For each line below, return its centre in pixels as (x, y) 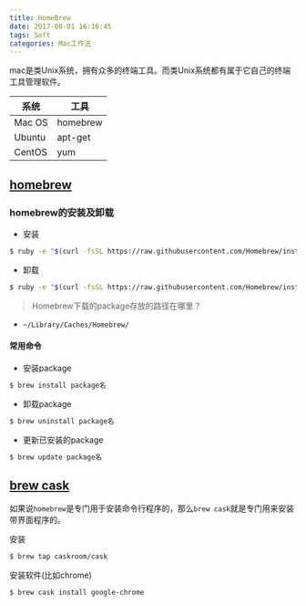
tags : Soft (30, 35)
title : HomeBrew (40, 18)
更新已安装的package (63, 440)
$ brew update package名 (56, 457)
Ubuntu (30, 138)
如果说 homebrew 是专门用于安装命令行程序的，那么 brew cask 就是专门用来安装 (152, 508)
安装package (47, 368)
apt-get (74, 138)
